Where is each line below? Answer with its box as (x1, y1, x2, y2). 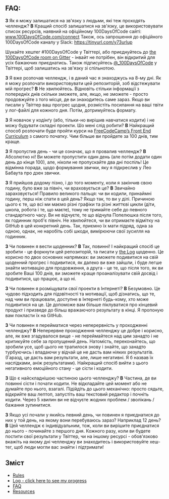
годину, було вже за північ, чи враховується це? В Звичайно (5, 185, 135, 191)
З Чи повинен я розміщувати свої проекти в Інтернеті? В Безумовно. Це (5, 285, 160, 291)
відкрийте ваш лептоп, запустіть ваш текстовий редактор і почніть (5, 391, 149, 397)
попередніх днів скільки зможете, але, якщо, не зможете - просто (5, 91, 148, 97)
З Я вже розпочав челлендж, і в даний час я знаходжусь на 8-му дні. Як (5, 74, 161, 81)
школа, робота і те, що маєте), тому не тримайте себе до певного (5, 206, 147, 212)
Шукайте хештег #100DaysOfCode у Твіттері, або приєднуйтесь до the (5, 49, 156, 55)
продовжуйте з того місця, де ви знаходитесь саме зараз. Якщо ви (5, 96, 150, 102)
